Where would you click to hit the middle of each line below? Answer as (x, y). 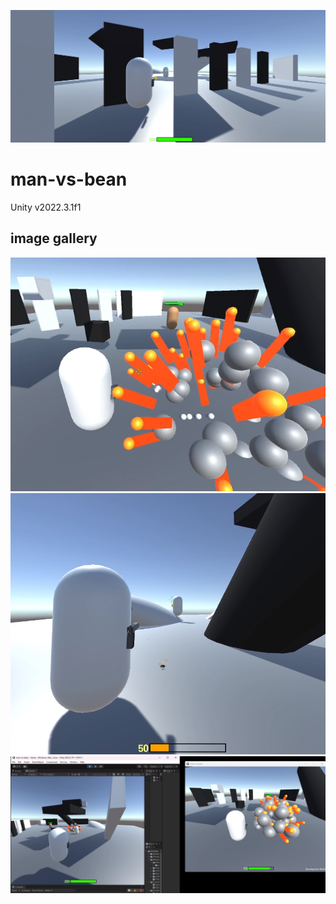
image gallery (54, 238)
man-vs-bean (69, 179)
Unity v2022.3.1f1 (46, 207)
